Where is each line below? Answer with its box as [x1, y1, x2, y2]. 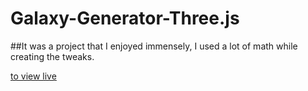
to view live [10, 70, 57, 82]
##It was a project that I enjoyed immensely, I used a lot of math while [10, 40, 298, 52]
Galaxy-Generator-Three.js [10, 7, 240, 30]
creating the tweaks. [10, 50, 95, 62]
